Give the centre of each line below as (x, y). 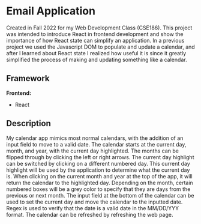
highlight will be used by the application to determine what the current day (98, 170)
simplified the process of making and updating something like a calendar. (97, 59)
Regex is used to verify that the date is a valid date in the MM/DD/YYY (93, 208)
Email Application (51, 11)
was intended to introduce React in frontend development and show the (95, 34)
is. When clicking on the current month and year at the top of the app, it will (100, 176)
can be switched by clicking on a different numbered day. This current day (98, 163)
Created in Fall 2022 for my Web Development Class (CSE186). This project (99, 28)
